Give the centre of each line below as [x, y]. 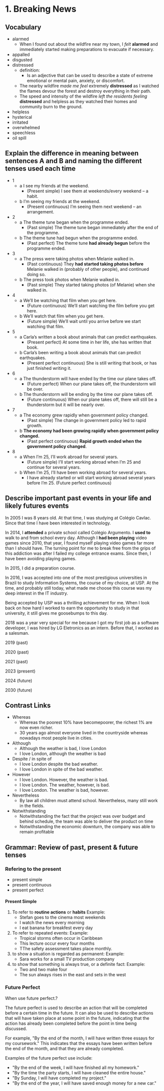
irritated [20, 122]
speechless [24, 133]
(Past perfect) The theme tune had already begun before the [88, 243]
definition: [30, 70]
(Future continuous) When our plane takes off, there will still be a [92, 399]
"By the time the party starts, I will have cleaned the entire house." [79, 1072]
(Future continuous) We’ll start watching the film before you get [91, 306]
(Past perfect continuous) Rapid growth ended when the [84, 441]
